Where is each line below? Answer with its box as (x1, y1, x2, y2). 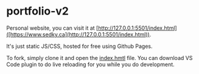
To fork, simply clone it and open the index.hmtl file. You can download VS (6, 54, 193, 61)
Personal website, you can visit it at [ (6, 24, 99, 32)
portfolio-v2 (6, 4, 69, 18)
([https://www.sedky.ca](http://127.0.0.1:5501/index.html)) (6, 30, 150, 38)
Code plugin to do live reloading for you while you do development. (6, 61, 175, 68)
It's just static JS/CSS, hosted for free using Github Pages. (6, 42, 153, 50)
